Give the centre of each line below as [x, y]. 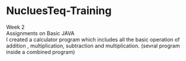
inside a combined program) [41, 52]
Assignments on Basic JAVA [41, 33]
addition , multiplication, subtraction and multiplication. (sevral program [93, 46]
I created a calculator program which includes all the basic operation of [93, 39]
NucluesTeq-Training [59, 11]
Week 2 [15, 27]
